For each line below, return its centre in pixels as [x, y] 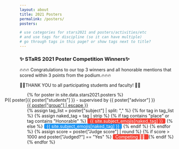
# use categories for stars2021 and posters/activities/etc [83, 33]
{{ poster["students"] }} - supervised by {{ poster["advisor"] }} [91, 100]
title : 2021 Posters [41, 14]
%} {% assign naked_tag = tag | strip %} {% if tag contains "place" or [98, 116]
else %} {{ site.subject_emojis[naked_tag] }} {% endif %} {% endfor [99, 126]
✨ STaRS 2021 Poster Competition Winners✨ [75, 59]
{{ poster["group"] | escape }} [57, 105]
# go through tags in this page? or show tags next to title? [85, 42]
